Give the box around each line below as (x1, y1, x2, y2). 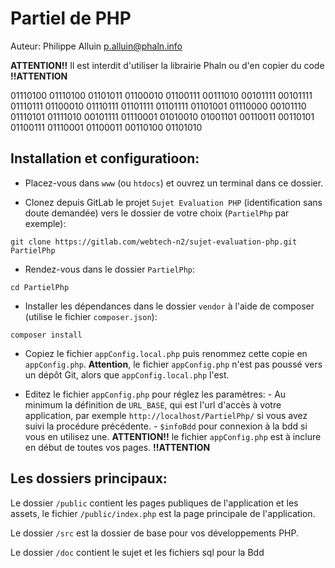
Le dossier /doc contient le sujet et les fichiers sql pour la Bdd (10, 546, 265, 558)
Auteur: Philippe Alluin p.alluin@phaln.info (10, 40, 183, 52)
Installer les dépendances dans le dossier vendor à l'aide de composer (24, 300, 315, 312)
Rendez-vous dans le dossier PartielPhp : (24, 263, 195, 275)
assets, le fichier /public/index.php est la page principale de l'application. (10, 507, 316, 519)
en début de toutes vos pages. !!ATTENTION (24, 441, 211, 453)
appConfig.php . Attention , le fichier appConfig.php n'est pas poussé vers (24, 358, 323, 370)
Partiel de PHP (10, 7, 132, 30)
